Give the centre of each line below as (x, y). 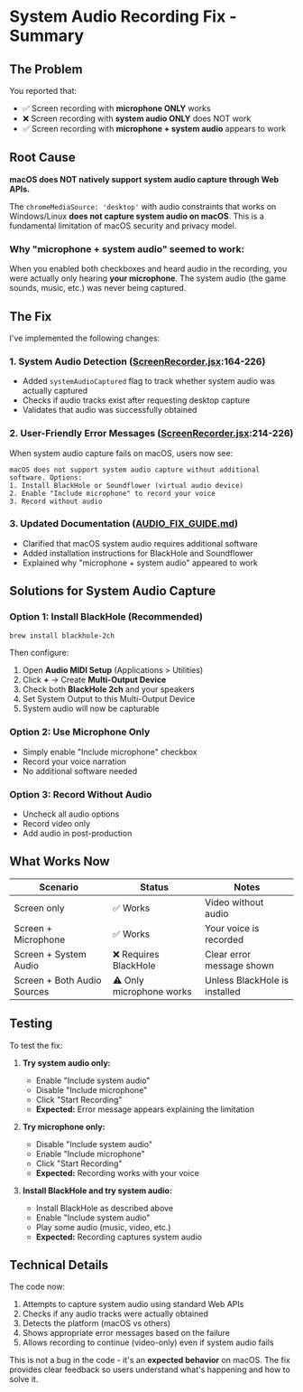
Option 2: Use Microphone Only (80, 732)
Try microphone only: (64, 1126)
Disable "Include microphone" (92, 1089)
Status (154, 887)
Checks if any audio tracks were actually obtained (115, 1314)
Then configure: (39, 653)
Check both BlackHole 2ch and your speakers (109, 689)
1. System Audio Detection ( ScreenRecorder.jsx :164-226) (138, 361)
